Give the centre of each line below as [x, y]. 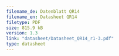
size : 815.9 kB [25, 28]
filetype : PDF [23, 22]
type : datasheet [26, 44]
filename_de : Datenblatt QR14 [43, 11]
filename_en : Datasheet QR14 [42, 17]
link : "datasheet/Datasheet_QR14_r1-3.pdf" [60, 38]
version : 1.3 [22, 33]
